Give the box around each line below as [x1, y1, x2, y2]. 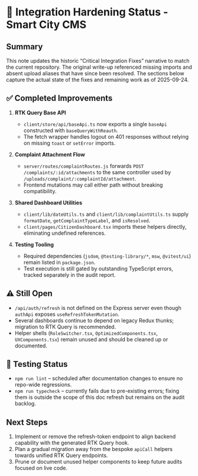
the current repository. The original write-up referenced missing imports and [6, 63, 192, 71]
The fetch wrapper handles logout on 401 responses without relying [23, 133, 189, 140]
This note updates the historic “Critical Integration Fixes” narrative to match [6, 57, 190, 64]
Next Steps [6, 417, 48, 427]
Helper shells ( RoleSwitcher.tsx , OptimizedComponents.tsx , [14, 329, 158, 337]
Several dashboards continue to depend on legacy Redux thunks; [14, 317, 174, 324]
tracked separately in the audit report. [23, 271, 116, 278]
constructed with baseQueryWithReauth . [23, 127, 118, 134]
